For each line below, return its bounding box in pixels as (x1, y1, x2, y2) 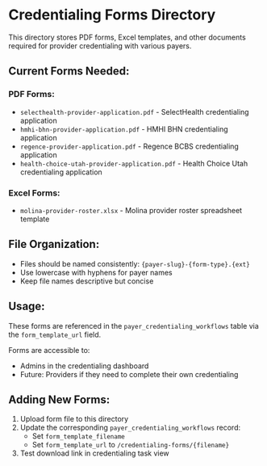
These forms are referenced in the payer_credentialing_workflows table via (8, 321, 260, 330)
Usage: (8, 300, 46, 313)
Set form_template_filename (31, 431, 125, 441)
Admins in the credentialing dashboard (19, 361, 149, 371)
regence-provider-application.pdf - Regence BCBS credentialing (19, 141, 240, 151)
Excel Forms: (8, 187, 60, 199)
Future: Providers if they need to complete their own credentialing (19, 369, 239, 379)
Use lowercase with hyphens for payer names (19, 267, 173, 277)
